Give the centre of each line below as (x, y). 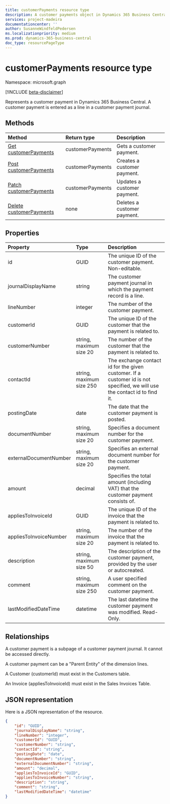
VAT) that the (123, 488)
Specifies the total (129, 476)
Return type (80, 137)
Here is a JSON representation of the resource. (54, 712)
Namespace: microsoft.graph (36, 82)
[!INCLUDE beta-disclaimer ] (34, 92)
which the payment (131, 290)
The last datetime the (133, 600)
